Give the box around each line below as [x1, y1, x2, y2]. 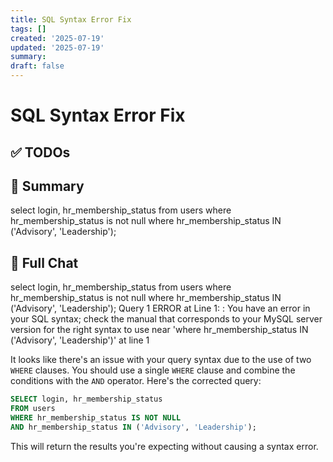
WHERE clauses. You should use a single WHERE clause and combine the [10, 364, 296, 376]
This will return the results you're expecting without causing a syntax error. [10, 440, 319, 452]
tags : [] [10, 24, 47, 34]
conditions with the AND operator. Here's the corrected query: [10, 375, 262, 387]
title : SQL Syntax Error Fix [10, 14, 132, 25]
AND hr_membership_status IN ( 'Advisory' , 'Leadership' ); [10, 422, 257, 432]
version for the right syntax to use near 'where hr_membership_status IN [10, 324, 309, 336]
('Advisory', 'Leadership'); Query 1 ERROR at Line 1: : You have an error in [10, 302, 311, 315]
